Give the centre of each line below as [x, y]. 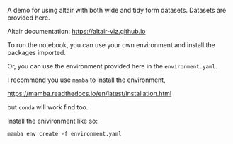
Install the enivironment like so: [52, 121]
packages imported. [36, 53]
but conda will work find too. [48, 107]
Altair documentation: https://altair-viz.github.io [76, 31]
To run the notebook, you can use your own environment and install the [112, 45]
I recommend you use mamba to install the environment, [86, 80]
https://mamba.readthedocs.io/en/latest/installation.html [90, 94]
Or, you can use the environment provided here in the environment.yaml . [112, 66]
